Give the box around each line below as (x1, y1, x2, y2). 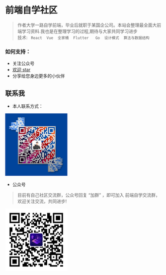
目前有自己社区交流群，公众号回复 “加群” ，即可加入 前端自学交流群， (17, 192, 160, 198)
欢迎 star (12, 67, 31, 73)
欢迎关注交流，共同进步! (17, 198, 67, 205)
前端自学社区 (5, 4, 58, 16)
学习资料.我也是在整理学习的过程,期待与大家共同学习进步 (21, 28, 138, 34)
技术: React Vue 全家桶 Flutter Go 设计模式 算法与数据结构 (17, 34, 150, 40)
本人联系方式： (12, 103, 43, 109)
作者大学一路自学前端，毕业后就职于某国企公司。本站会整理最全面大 (17, 22, 157, 28)
